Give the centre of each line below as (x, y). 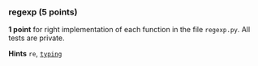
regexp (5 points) (43, 12)
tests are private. (37, 38)
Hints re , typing (35, 54)
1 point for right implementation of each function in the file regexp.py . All (129, 30)
